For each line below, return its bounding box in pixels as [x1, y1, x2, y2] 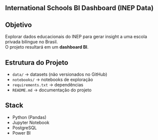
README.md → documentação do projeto [12, 87, 92, 93]
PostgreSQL [12, 125, 37, 131]
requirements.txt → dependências [12, 82, 83, 88]
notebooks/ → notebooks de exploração [12, 77, 93, 83]
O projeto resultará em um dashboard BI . [5, 44, 89, 50]
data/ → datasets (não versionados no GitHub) [12, 71, 108, 78]
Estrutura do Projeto [5, 58, 69, 67]
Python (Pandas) [12, 114, 47, 120]
